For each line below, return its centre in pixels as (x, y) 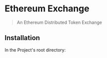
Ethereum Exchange (47, 9)
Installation (22, 38)
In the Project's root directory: (35, 50)
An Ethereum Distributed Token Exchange (59, 22)
